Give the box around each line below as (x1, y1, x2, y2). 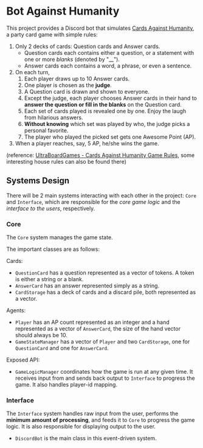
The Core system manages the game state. (6, 234, 114, 241)
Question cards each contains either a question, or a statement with (24, 49, 194, 56)
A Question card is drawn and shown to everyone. (24, 88, 150, 95)
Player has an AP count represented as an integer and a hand (15, 318, 170, 326)
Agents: (6, 307, 26, 314)
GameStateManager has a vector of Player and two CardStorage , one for (15, 338, 190, 345)
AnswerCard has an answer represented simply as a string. (15, 282, 160, 290)
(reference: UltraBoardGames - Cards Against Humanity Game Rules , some (6, 151, 195, 159)
